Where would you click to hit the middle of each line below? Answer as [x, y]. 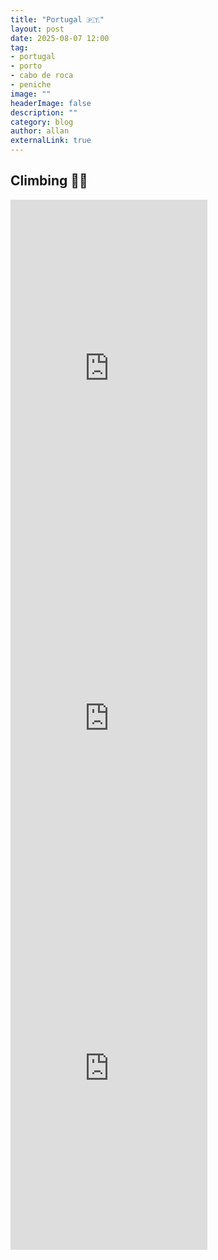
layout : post [37, 29]
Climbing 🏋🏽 [49, 181]
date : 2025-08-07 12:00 [60, 38]
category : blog [42, 122]
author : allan [40, 131]
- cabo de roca [42, 76]
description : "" [44, 112]
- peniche [31, 85]
